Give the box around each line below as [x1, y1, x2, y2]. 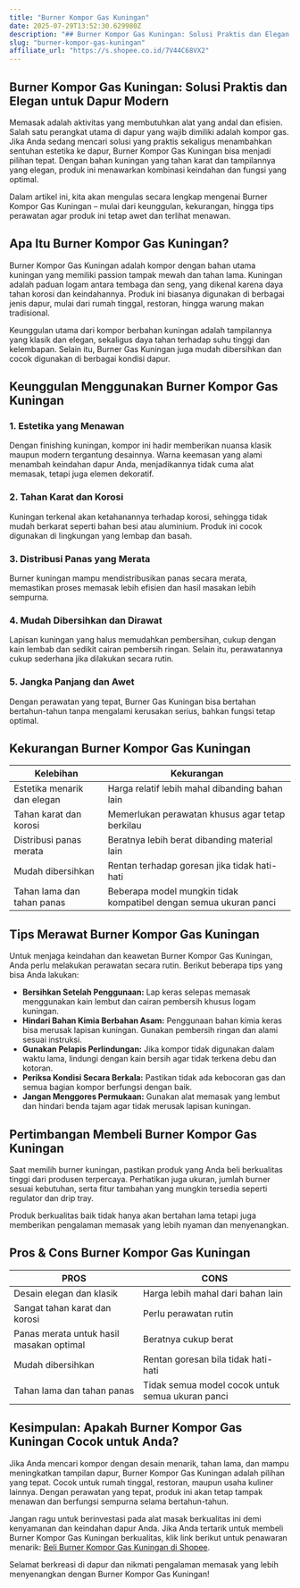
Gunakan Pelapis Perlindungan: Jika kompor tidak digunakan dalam [21, 1044, 275, 1054]
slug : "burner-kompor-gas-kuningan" [9, 38, 146, 47]
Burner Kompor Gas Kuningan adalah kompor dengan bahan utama [9, 260, 256, 271]
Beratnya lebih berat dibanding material [107, 834, 273, 846]
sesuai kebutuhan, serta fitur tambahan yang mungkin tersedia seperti [9, 1183, 268, 1194]
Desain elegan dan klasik [13, 1287, 119, 1299]
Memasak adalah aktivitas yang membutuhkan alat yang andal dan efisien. [9, 117, 283, 128]
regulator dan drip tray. [9, 1193, 94, 1204]
